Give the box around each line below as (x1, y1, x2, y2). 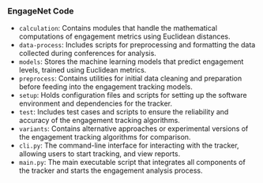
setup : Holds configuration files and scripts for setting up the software (18, 91, 247, 100)
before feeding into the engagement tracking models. (18, 82, 193, 91)
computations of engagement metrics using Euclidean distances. (18, 32, 231, 41)
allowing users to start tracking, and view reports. (18, 149, 181, 159)
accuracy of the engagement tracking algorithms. (18, 116, 181, 125)
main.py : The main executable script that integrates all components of (18, 158, 246, 167)
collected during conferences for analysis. (18, 49, 157, 58)
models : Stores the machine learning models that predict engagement (18, 57, 244, 66)
